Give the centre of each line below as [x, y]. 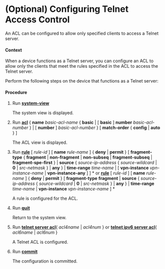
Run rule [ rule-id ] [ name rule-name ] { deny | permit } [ [71, 152]
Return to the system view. [39, 218]
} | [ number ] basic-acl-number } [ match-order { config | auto [95, 128]
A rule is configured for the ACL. [45, 198]
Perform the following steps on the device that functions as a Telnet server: [82, 81]
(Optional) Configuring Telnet [67, 9]
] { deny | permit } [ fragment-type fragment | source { [82, 179]
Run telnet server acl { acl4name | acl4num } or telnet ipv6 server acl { [84, 227]
